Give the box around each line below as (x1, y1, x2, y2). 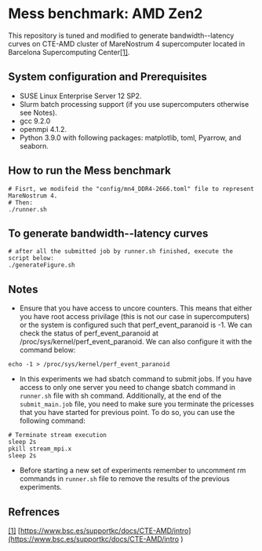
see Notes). (19, 108, 57, 117)
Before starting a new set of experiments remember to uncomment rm (19, 465, 246, 476)
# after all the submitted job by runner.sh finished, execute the (8, 248, 234, 255)
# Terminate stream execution (8, 432, 107, 439)
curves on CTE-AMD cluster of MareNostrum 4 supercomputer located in (8, 39, 246, 48)
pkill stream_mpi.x (8, 445, 72, 453)
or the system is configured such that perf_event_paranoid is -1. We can (19, 320, 253, 330)
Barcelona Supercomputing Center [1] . (8, 47, 130, 57)
